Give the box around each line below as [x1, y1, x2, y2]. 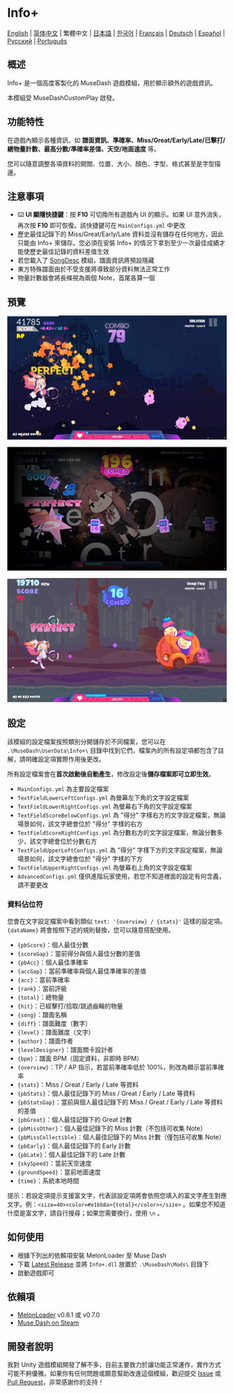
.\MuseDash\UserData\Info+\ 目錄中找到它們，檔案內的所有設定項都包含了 [7, 746, 219, 754]
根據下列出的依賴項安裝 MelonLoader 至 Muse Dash [17, 1251, 166, 1260]
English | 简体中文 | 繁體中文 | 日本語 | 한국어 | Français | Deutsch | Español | [7, 29, 225, 37]
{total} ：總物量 [17, 993, 64, 1001]
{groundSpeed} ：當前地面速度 [17, 1167, 101, 1176]
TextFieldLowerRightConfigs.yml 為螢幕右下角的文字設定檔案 [17, 802, 193, 810]
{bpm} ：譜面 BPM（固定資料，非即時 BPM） [17, 1054, 143, 1062]
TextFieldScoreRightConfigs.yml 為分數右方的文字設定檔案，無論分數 [17, 828, 217, 837]
